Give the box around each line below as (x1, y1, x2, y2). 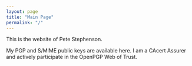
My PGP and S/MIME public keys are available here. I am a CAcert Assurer (6, 47, 187, 54)
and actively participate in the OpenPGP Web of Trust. (6, 54, 137, 61)
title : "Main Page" (6, 14, 54, 20)
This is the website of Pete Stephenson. (6, 36, 103, 43)
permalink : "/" (6, 19, 44, 25)
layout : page (6, 8, 38, 15)
